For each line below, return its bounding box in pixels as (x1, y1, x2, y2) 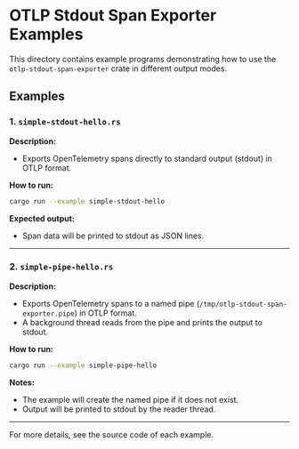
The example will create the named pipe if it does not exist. (21, 394, 238, 405)
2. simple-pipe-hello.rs (9, 261, 114, 273)
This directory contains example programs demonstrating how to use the (9, 53, 277, 64)
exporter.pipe (21, 309, 75, 318)
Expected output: (9, 212, 76, 223)
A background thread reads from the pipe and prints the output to (21, 317, 263, 327)
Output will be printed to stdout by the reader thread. (21, 404, 216, 414)
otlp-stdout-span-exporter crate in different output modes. (9, 63, 228, 74)
